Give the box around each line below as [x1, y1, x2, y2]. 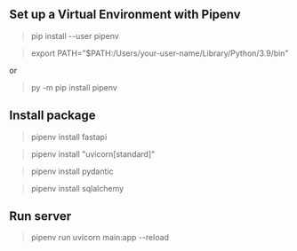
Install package [9, 108, 96, 123]
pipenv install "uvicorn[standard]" [30, 148, 156, 159]
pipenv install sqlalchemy [30, 183, 124, 193]
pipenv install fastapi [30, 131, 108, 142]
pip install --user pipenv [30, 30, 120, 41]
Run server [9, 208, 72, 224]
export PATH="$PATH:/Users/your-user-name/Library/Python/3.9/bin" [30, 48, 289, 59]
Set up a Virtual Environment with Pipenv [9, 7, 242, 22]
